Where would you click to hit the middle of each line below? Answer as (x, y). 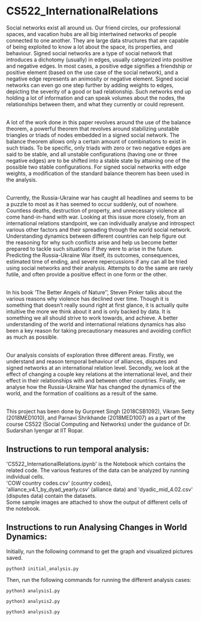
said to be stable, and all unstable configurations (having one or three (92, 154)
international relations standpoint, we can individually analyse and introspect (100, 223)
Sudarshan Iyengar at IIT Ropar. (45, 430)
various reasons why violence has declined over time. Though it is (88, 298)
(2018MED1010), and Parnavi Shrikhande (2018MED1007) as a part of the (96, 417)
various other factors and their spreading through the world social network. (99, 229)
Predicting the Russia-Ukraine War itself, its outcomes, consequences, (93, 255)
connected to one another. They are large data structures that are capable (98, 40)
